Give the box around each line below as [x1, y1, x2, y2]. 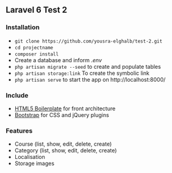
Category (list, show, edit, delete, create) [14, 147, 117, 154]
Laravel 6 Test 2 [5, 5, 68, 15]
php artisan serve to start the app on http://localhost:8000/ [14, 76, 166, 83]
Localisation [14, 154, 45, 161]
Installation [5, 23, 40, 32]
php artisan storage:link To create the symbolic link [14, 69, 150, 77]
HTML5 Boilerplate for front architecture [14, 105, 116, 112]
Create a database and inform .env [14, 56, 102, 63]
